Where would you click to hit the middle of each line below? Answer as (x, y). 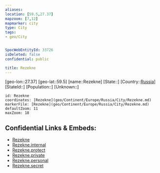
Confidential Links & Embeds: (51, 128)
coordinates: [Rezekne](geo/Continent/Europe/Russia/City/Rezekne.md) (78, 100)
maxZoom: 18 (17, 113)
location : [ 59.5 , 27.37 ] (29, 14)
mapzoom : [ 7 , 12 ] (21, 19)
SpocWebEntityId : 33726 (29, 50)
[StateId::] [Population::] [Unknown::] (42, 87)
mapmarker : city (21, 23)
